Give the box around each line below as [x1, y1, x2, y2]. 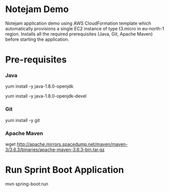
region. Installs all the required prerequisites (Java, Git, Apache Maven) [5, 31, 153, 37]
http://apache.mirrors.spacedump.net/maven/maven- [17, 141, 128, 147]
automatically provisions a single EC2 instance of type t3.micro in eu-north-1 [5, 25, 164, 31]
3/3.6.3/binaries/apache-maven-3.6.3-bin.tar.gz [5, 147, 105, 153]
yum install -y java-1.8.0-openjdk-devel [5, 93, 87, 99]
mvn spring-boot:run [5, 180, 48, 187]
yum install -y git [5, 117, 40, 123]
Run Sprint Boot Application [5, 164, 124, 176]
